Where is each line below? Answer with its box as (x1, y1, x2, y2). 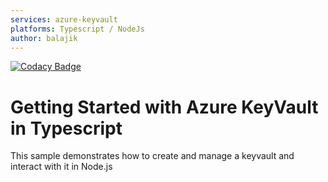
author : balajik (10, 33, 78, 43)
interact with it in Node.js (10, 161, 113, 173)
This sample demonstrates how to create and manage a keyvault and (10, 150, 295, 162)
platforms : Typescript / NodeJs (10, 24, 145, 34)
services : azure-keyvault (10, 14, 118, 25)
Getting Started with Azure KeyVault (10, 96, 319, 118)
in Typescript (10, 117, 123, 140)
